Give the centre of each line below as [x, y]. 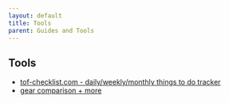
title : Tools [30, 23]
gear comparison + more [61, 91]
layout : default [35, 16]
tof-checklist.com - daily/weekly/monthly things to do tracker [120, 82]
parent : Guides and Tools [51, 30]
